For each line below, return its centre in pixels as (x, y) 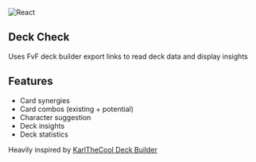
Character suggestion (55, 117)
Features (31, 81)
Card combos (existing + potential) (76, 109)
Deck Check (39, 37)
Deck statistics (44, 134)
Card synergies (45, 100)
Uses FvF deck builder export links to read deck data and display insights (128, 56)
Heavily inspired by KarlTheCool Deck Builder (83, 149)
